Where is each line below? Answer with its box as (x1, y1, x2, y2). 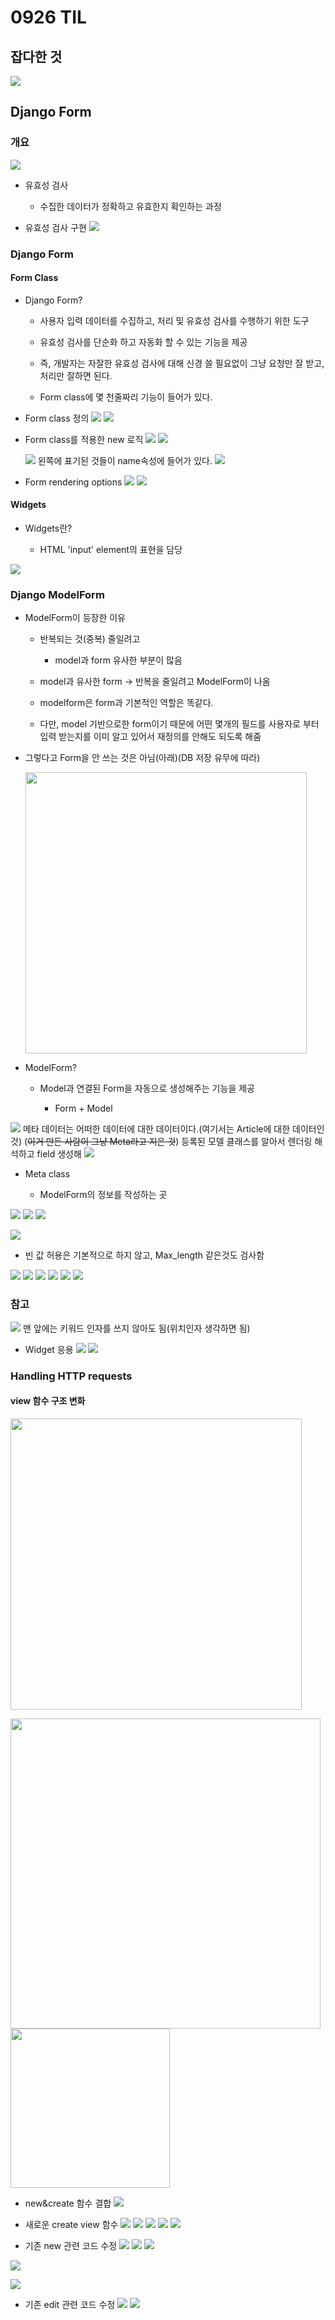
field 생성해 (36, 1148, 82, 1160)
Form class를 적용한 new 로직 (24, 433, 144, 445)
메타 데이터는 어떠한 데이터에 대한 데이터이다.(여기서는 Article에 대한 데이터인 (22, 1123, 325, 1135)
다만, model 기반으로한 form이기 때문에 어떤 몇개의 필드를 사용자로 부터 (39, 718, 320, 730)
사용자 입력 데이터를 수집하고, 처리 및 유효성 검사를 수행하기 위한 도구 (39, 314, 310, 326)
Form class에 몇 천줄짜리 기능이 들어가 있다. (39, 391, 213, 403)
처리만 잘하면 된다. (39, 369, 113, 381)
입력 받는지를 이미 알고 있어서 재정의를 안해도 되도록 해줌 (39, 731, 262, 743)
